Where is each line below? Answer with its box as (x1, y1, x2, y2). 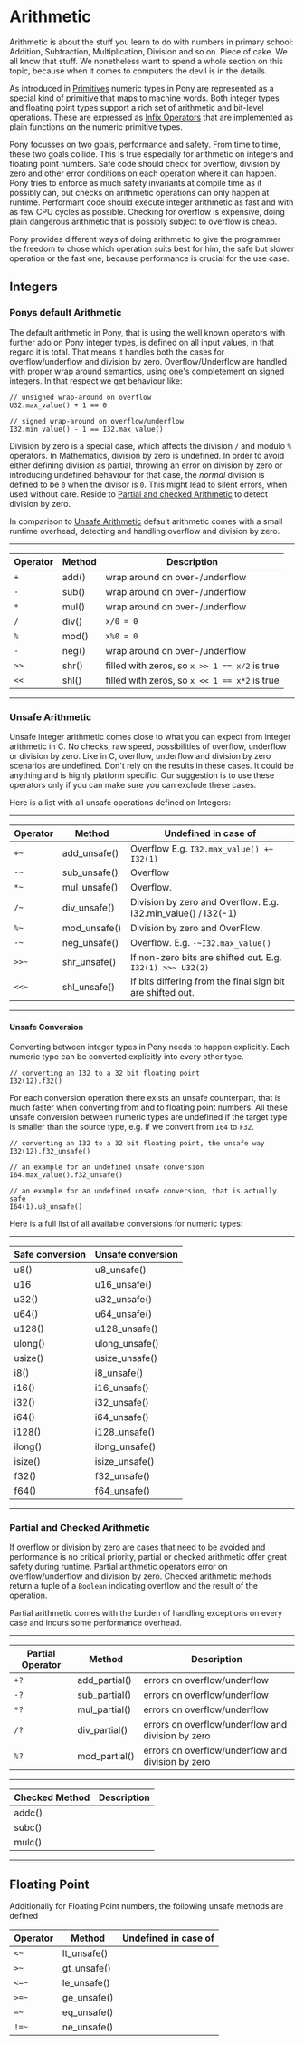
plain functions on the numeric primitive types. (9, 121, 183, 132)
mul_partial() (77, 1703, 131, 1716)
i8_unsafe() (94, 1367, 144, 1379)
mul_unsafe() (62, 881, 119, 893)
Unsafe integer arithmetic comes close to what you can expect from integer (9, 731, 291, 742)
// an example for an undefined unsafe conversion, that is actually (9, 1186, 278, 1196)
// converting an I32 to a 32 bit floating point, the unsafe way (9, 1139, 265, 1148)
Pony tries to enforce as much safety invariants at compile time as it (9, 177, 262, 188)
